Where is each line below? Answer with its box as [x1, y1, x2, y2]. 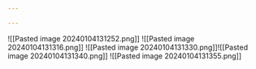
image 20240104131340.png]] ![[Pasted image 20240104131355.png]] [7, 50, 242, 61]
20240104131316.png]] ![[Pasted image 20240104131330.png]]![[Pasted [7, 42, 249, 52]
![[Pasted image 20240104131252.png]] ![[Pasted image [7, 33, 195, 43]
